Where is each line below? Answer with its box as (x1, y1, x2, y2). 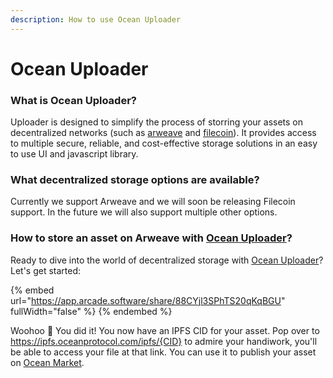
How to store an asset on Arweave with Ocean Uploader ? (10, 231, 293, 245)
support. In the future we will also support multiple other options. (10, 206, 278, 218)
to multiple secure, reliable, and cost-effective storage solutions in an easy (10, 137, 318, 150)
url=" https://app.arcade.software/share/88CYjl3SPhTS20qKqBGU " (10, 294, 286, 306)
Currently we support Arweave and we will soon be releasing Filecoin (10, 196, 296, 208)
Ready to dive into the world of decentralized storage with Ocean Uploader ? (10, 254, 324, 266)
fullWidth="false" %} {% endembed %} (10, 305, 173, 317)
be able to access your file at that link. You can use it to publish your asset (10, 346, 317, 358)
